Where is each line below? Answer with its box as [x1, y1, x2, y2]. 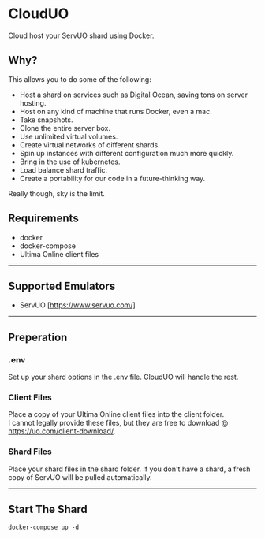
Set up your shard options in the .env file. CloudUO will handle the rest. [8, 372, 239, 382]
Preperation [8, 330, 68, 344]
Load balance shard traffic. [19, 165, 108, 174]
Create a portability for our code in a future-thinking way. [19, 173, 206, 183]
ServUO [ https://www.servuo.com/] [19, 300, 136, 310]
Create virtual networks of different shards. [19, 139, 160, 150]
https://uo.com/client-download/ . [8, 426, 116, 436]
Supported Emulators [8, 279, 116, 292]
